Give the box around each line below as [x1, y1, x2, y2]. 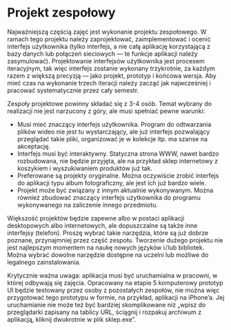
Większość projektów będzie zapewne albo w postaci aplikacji [7, 214, 185, 222]
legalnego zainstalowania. [7, 258, 81, 266]
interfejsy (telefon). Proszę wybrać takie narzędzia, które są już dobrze [7, 229, 209, 237]
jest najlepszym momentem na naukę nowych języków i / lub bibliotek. [7, 243, 205, 251]
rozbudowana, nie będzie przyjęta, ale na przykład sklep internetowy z [17, 156, 219, 165]
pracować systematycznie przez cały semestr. [7, 86, 139, 94]
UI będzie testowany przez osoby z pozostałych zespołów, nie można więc [7, 286, 220, 294]
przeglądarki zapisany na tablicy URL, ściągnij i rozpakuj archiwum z [7, 308, 202, 316]
